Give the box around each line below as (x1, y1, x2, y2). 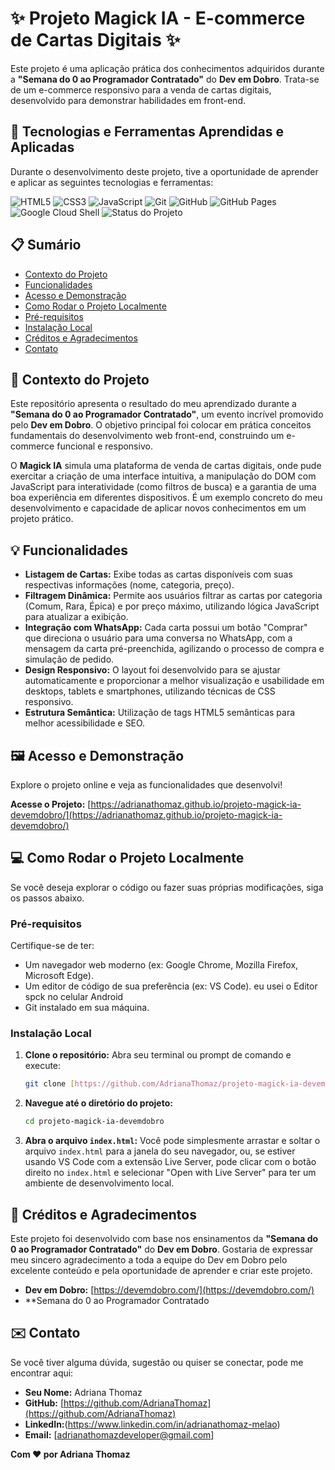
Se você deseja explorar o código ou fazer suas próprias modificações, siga (10, 881, 324, 893)
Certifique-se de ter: (10, 940, 95, 952)
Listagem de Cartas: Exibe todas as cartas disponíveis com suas (24, 568, 293, 581)
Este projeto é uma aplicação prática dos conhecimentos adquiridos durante (10, 62, 325, 74)
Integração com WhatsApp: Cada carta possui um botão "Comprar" (24, 622, 308, 634)
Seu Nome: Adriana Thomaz (24, 1386, 143, 1398)
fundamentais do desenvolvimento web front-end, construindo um (10, 430, 285, 442)
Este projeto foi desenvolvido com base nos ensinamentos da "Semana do (10, 1232, 319, 1244)
